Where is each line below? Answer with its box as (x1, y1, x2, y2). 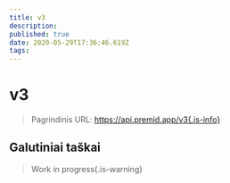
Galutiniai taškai (9, 140, 101, 155)
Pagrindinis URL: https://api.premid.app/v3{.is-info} (30, 114, 221, 125)
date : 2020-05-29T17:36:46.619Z (9, 37, 129, 47)
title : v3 (9, 12, 46, 22)
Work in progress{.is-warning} (30, 163, 144, 174)
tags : (9, 46, 29, 55)
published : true (9, 29, 70, 38)
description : (9, 21, 58, 30)
